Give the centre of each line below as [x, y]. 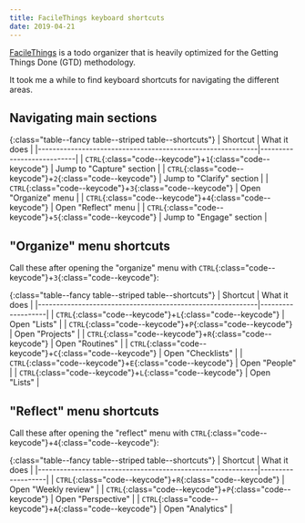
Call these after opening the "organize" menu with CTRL [112, 268]
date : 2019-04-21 [42, 26]
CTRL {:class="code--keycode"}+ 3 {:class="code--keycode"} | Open [135, 189]
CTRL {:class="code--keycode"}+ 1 [148, 159]
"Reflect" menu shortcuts [84, 411]
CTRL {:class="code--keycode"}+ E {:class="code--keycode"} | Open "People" [153, 363]
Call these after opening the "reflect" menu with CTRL [108, 433]
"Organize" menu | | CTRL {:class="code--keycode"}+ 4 [110, 198]
